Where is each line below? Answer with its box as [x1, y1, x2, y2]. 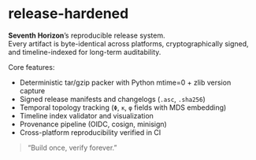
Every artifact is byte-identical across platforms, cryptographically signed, [8, 38, 250, 48]
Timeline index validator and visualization [19, 111, 154, 120]
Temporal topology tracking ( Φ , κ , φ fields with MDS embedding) [19, 103, 227, 112]
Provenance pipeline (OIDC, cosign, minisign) [19, 119, 167, 129]
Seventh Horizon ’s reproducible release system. [8, 31, 165, 40]
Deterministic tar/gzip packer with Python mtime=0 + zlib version [19, 78, 232, 87]
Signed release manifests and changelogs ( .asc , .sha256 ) [19, 94, 206, 104]
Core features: [8, 62, 55, 71]
